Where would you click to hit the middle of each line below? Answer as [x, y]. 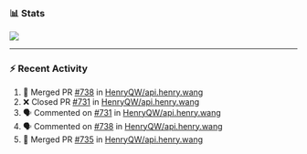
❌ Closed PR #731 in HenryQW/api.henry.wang [111, 101]
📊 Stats [27, 13]
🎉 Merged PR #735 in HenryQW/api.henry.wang [113, 139]
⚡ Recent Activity [49, 68]
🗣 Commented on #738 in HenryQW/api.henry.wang [122, 126]
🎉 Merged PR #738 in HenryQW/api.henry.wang [113, 92]
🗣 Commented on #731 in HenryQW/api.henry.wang [122, 112]
